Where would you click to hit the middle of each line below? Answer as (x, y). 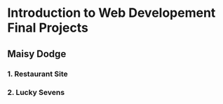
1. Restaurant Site (38, 74)
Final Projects (48, 28)
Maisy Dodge (37, 54)
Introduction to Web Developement (111, 13)
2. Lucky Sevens (36, 93)
